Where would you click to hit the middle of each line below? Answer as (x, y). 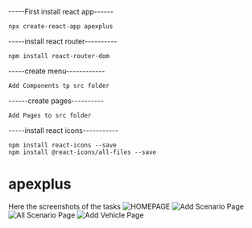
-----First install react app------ (61, 12)
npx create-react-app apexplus (61, 27)
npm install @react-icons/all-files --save (83, 152)
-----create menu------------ (57, 71)
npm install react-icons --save (62, 145)
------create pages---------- (56, 101)
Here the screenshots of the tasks (64, 206)
